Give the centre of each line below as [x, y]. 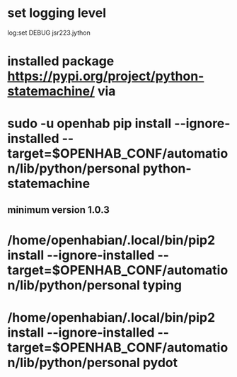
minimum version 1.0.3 [58, 210]
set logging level [57, 13]
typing [162, 285]
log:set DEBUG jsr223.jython [49, 33]
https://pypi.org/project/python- [106, 76]
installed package [61, 61]
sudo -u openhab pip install [89, 123]
